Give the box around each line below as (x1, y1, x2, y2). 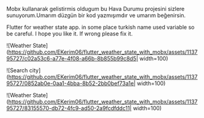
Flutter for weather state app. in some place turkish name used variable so (6, 24, 195, 31)
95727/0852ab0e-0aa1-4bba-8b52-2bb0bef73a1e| (6, 79, 136, 87)
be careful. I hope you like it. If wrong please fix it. (6, 30, 133, 37)
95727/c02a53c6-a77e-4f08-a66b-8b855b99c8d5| (6, 55, 138, 62)
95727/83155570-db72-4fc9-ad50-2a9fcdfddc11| (6, 105, 132, 112)
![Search (6, 67, 28, 74)
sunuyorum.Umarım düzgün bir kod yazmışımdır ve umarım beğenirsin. (6, 12, 186, 19)
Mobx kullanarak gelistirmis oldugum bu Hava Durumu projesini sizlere (6, 6, 185, 12)
